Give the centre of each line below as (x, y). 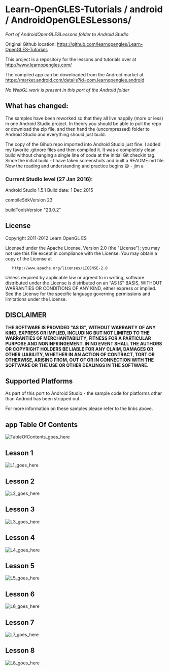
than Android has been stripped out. (43, 399)
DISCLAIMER (26, 315)
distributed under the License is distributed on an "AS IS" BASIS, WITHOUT (84, 283)
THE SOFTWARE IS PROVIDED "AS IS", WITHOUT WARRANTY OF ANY (81, 327)
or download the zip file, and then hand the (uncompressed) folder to (77, 129)
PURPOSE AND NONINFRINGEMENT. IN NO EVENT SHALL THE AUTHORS (84, 343)
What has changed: (37, 106)
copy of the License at (29, 258)
